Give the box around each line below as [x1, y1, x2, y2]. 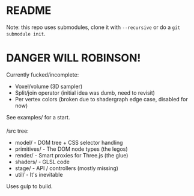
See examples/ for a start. [6, 113, 70, 121]
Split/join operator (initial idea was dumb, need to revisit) [14, 89, 155, 96]
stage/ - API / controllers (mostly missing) [14, 165, 119, 172]
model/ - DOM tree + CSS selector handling [14, 139, 123, 147]
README [6, 4, 52, 17]
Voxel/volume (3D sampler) [14, 83, 83, 90]
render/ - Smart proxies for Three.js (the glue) [14, 152, 129, 159]
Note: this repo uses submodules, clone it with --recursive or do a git [6, 24, 181, 31]
